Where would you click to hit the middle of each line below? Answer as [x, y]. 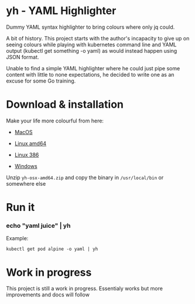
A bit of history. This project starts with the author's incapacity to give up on [98, 38]
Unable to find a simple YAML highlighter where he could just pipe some [93, 68]
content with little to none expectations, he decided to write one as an [90, 74]
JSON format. [23, 57]
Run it [20, 208]
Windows [26, 166]
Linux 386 [27, 155]
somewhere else [26, 183]
